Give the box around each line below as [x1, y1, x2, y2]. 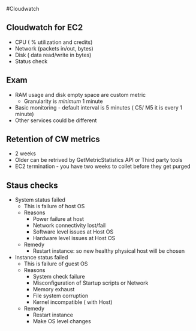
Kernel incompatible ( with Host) [32, 299, 113, 306]
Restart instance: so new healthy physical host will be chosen [32, 247, 185, 255]
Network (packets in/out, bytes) [14, 45, 94, 52]
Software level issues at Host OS [32, 228, 114, 235]
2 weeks [14, 150, 36, 157]
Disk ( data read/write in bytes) [14, 51, 92, 58]
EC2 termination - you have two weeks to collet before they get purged [14, 162, 191, 170]
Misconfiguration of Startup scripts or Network [32, 279, 149, 286]
